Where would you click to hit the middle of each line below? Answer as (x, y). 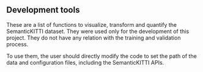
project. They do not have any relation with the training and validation (94, 38)
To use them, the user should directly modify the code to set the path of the (102, 56)
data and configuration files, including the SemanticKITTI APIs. (85, 62)
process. (17, 44)
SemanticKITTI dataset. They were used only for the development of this (98, 31)
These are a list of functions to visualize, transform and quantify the (92, 24)
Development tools (43, 10)
